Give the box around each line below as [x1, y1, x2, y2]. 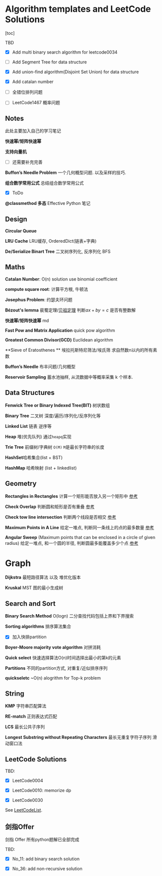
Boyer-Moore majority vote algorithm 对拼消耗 [5, 645, 101, 650]
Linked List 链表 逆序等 [5, 423, 52, 429]
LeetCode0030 [12, 797, 43, 803]
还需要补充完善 [12, 159, 43, 165]
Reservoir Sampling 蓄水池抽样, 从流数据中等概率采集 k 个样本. [5, 374, 134, 380]
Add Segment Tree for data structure [12, 59, 87, 65]
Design [5, 215, 27, 223]
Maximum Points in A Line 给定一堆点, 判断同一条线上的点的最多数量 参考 [5, 524, 155, 530]
